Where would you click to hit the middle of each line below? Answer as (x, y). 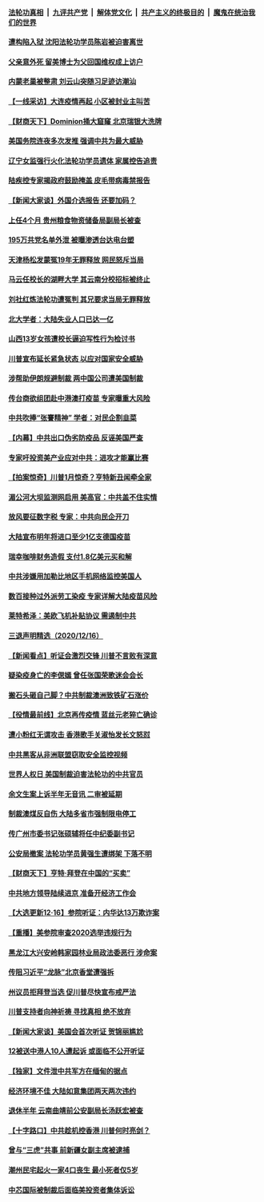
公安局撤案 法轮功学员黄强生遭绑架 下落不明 (80, 853)
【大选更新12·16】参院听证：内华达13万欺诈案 (84, 912)
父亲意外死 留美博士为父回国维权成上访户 (76, 62)
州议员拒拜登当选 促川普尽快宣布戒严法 (72, 992)
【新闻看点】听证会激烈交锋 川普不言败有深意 (83, 655)
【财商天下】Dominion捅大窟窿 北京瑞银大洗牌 (85, 121)
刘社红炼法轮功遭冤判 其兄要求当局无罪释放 (79, 299)
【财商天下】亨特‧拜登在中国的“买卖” (69, 873)
